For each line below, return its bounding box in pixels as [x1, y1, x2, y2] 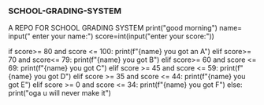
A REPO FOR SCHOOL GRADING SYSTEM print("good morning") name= [8, 24, 243, 33]
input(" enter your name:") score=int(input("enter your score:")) [8, 31, 215, 41]
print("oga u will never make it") [8, 89, 112, 98]
